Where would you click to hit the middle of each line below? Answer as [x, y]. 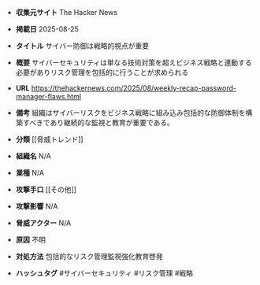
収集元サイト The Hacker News [67, 12]
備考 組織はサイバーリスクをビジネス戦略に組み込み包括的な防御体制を [130, 113]
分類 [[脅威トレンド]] [50, 139]
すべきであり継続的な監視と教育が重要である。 [98, 122]
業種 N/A [30, 173]
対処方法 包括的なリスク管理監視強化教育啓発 [89, 256]
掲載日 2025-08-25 [47, 29]
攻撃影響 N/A [37, 206]
